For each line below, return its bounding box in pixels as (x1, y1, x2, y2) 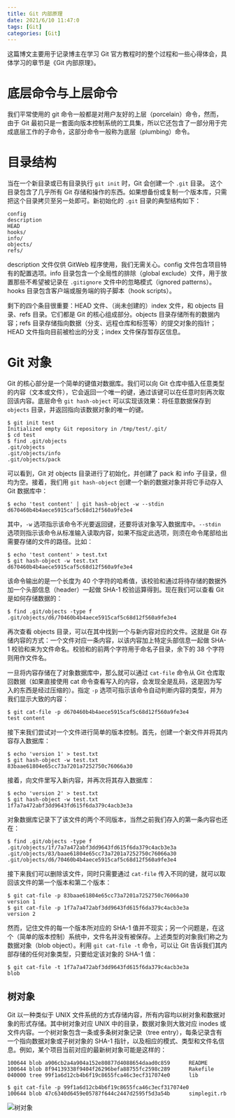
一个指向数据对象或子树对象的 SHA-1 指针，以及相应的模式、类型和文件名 (7, 1036, 219, 1045)
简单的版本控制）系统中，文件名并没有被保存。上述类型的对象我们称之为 (19, 933, 228, 941)
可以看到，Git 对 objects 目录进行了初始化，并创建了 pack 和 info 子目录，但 (7, 469, 227, 478)
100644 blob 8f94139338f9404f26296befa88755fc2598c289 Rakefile (7, 1066, 215, 1073)
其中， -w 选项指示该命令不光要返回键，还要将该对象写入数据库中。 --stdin (7, 520, 222, 529)
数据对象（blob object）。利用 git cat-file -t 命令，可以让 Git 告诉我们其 (7, 941, 222, 949)
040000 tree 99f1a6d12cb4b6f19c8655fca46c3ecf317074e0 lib (7, 1071, 199, 1079)
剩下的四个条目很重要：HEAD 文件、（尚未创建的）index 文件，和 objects (7, 301, 217, 310)
